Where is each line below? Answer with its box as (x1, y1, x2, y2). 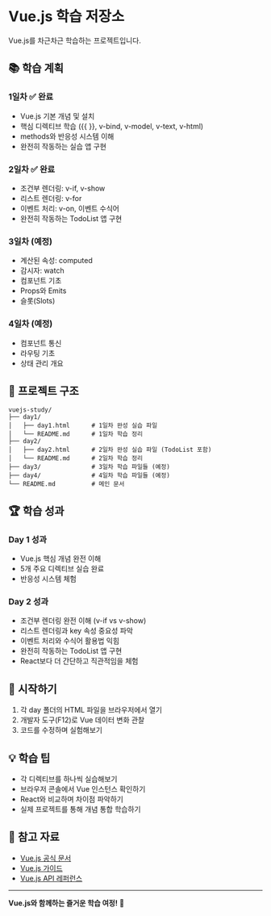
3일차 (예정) (8, 236, 52, 247)
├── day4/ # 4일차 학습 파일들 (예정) (8, 471, 171, 480)
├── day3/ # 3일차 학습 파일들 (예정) (8, 463, 171, 471)
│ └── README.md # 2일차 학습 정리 (8, 454, 144, 462)
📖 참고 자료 (8, 830, 60, 844)
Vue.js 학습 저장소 (8, 7, 125, 26)
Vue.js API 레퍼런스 (19, 873, 83, 883)
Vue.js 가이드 (19, 863, 63, 872)
